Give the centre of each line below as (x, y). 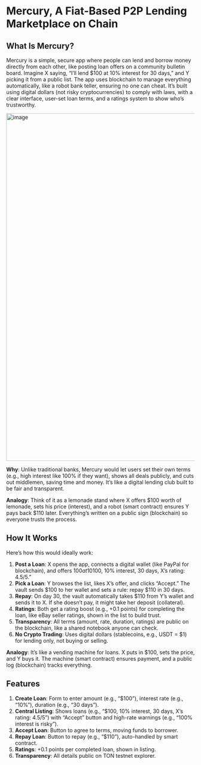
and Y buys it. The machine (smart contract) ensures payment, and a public (99, 658)
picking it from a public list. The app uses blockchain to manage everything (99, 79)
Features (23, 684)
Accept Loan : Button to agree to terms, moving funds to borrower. (96, 730)
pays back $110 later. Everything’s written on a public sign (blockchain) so (97, 513)
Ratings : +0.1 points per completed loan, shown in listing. (85, 749)
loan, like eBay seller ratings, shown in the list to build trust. (88, 615)
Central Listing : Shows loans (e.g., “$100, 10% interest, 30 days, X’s (99, 711)
